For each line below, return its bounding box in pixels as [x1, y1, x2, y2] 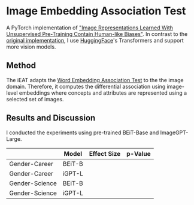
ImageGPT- [160, 129, 189, 136]
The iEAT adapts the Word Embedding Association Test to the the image [6, 76, 184, 83]
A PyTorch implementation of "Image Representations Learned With [6, 24, 174, 31]
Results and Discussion [6, 113, 96, 123]
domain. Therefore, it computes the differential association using [6, 83, 166, 90]
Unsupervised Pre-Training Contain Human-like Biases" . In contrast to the [6, 30, 188, 37]
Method [6, 61, 37, 71]
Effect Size [89, 149, 121, 158]
